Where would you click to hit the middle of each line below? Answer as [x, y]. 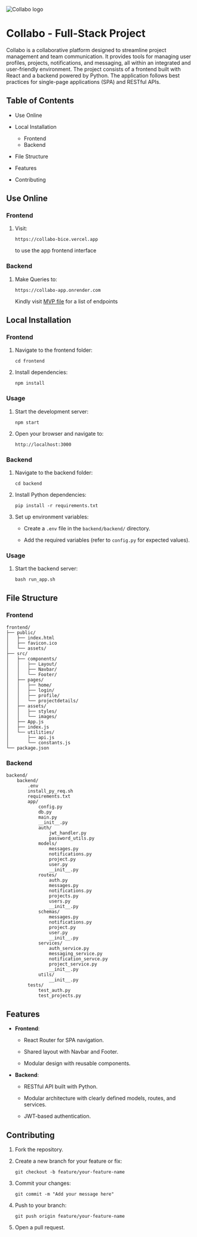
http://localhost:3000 [43, 444]
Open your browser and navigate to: [59, 433]
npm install [30, 384]
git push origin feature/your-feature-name [70, 1216]
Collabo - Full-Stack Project [76, 34]
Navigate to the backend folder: [54, 473]
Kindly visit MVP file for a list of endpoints [66, 301]
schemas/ [49, 912]
